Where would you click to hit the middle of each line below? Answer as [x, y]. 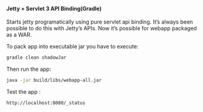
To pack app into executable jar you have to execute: [72, 47]
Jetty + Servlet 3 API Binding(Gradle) [54, 8]
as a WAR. [19, 35]
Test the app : [23, 91]
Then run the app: [29, 69]
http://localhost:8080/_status [46, 103]
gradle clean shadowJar [36, 58]
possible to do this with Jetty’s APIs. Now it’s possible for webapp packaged [102, 28]
